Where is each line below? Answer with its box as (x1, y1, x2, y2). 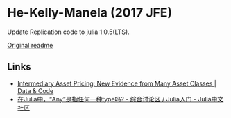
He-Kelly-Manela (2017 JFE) (7, 5, 173, 21)
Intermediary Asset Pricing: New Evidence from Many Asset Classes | (17, 79, 216, 88)
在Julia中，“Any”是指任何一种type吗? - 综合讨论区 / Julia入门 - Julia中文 (17, 95, 224, 103)
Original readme (7, 41, 53, 49)
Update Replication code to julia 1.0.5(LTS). (7, 28, 130, 36)
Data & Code (17, 86, 54, 95)
